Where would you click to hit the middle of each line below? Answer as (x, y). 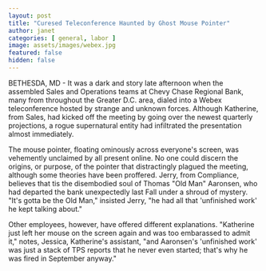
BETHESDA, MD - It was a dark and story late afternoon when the (116, 83)
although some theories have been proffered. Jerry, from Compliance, (124, 175)
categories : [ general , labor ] (62, 38)
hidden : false (32, 61)
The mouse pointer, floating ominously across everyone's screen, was (124, 149)
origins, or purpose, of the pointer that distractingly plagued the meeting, (129, 166)
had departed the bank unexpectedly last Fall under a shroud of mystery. (128, 192)
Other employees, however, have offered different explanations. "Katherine (131, 224)
